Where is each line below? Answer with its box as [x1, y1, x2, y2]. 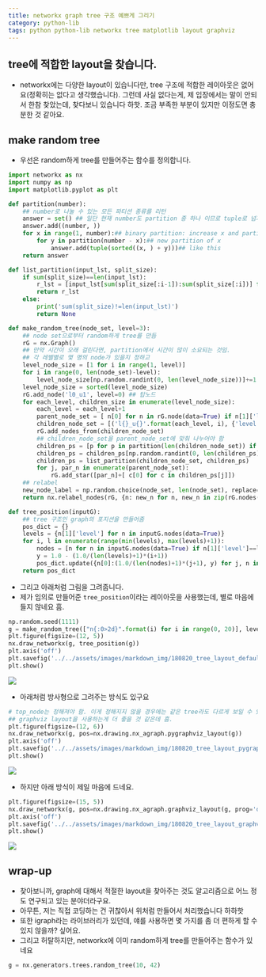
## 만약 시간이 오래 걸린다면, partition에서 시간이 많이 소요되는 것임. [22, 346, 231, 355]
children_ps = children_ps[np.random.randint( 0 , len [36, 449, 215, 458]
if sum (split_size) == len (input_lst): [22, 273, 147, 281]
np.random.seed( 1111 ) [8, 618, 80, 625]
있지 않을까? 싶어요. [19, 926, 81, 935]
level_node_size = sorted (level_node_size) [22, 383, 169, 391]
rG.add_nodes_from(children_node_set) [36, 428, 165, 435]
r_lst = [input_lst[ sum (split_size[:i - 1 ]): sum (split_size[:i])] [36, 280, 253, 289]
